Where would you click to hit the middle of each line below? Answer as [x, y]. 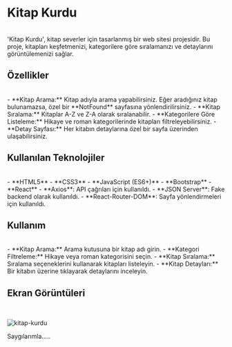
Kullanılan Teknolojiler [56, 158]
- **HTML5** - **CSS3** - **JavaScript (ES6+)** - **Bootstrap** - [109, 181]
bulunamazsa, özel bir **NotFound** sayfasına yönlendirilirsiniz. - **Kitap [114, 107]
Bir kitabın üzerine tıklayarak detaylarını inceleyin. [78, 271]
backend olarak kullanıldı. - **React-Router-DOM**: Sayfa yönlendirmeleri [114, 196]
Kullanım [27, 225]
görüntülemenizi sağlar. [40, 54]
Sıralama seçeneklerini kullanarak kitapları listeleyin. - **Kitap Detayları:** [113, 264]
